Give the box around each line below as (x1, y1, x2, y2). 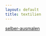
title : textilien (5, 12, 41, 17)
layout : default (5, 7, 39, 12)
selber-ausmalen (5, 25, 40, 31)
